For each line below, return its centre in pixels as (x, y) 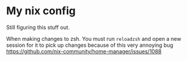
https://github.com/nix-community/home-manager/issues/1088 (84, 51)
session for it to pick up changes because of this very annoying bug (90, 45)
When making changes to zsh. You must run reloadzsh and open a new (94, 38)
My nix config (41, 11)
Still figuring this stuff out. (38, 27)
